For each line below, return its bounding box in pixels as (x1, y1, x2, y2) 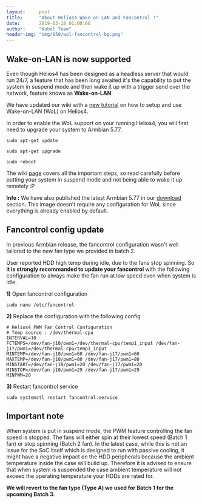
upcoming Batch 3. (6, 490, 55, 498)
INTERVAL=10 (6, 335, 36, 341)
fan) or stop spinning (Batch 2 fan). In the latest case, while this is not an (6, 440, 187, 447)
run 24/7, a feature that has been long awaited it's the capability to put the (6, 77, 191, 84)
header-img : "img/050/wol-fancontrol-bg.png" (6, 32, 123, 38)
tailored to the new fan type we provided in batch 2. (6, 247, 136, 254)
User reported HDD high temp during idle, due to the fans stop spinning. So (6, 259, 195, 266)
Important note (6, 411, 64, 421)
